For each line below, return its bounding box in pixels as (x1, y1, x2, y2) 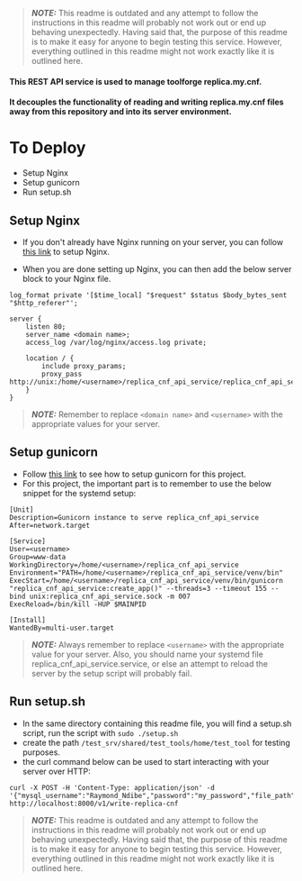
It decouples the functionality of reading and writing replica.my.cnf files (9, 96, 285, 107)
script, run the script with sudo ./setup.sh (22, 727, 179, 738)
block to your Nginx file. (22, 273, 111, 284)
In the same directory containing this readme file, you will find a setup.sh (22, 718, 292, 729)
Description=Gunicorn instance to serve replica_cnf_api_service (9, 513, 259, 522)
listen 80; (25, 322, 67, 332)
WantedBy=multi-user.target (9, 623, 115, 632)
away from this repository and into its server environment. (9, 106, 232, 117)
